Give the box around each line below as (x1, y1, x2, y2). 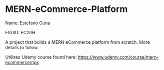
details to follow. (5, 44, 39, 50)
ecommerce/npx (5, 59, 39, 65)
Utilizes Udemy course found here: (5, 54, 77, 60)
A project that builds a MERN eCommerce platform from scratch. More (5, 39, 150, 45)
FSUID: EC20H (5, 29, 35, 35)
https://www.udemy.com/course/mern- (77, 54, 159, 60)
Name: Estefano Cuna (5, 20, 50, 26)
